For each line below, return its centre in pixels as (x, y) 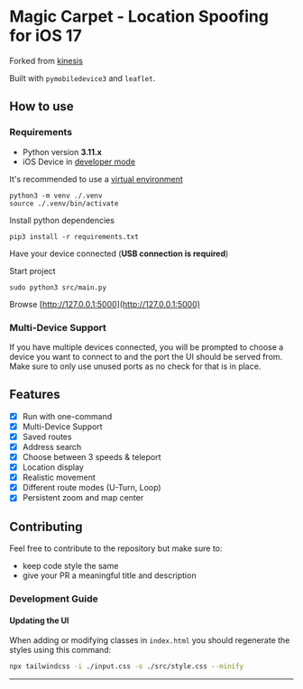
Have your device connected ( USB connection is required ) (119, 253)
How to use (41, 107)
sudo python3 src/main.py (58, 287)
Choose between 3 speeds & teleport (92, 456)
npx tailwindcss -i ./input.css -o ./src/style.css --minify (127, 666)
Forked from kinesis (46, 60)
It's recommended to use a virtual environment (96, 179)
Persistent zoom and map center (83, 498)
